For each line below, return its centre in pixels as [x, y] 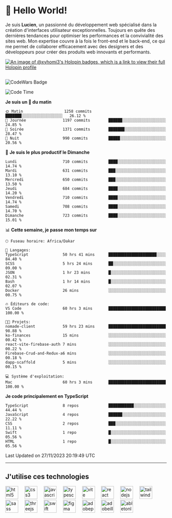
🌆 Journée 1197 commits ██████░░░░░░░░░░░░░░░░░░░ [86, 121]
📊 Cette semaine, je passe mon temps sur [51, 230]
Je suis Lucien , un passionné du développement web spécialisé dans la [81, 25]
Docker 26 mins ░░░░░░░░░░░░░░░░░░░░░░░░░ [86, 291]
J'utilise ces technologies [47, 476]
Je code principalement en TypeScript [47, 396]
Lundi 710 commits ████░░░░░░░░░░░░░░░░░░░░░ [86, 162]
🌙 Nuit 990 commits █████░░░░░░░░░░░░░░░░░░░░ [86, 138]
